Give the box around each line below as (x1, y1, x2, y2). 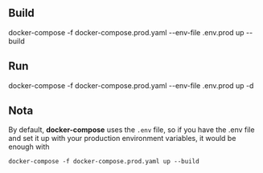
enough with (8, 142, 50, 151)
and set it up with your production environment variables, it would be (8, 134, 236, 143)
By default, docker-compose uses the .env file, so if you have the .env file (8, 125, 255, 135)
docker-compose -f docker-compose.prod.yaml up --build (8, 158, 199, 166)
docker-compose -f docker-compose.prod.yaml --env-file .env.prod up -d (8, 80, 254, 91)
